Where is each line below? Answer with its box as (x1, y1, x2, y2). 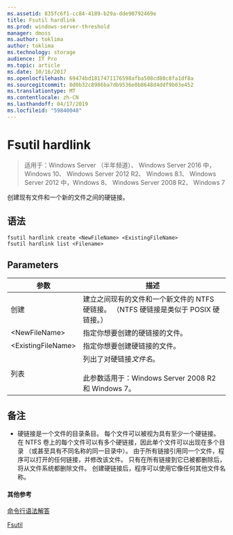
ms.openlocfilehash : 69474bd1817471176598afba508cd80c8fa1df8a (7, 74, 194, 82)
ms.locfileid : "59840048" (7, 107, 82, 114)
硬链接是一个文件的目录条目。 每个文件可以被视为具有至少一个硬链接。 (17, 429, 220, 438)
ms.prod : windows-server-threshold (7, 23, 110, 30)
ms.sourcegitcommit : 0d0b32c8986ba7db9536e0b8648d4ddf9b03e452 (7, 81, 194, 88)
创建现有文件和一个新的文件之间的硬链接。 (7, 192, 129, 201)
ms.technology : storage (7, 49, 76, 56)
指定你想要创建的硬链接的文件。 (83, 328, 187, 338)
